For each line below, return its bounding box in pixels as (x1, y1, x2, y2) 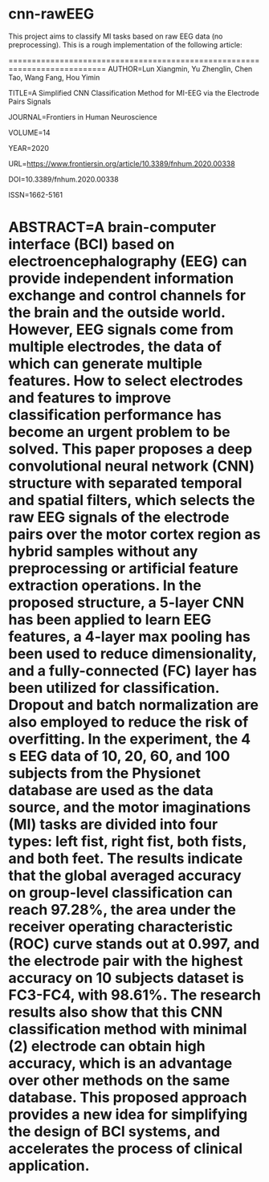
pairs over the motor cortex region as (8, 525, 261, 544)
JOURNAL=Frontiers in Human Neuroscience (8, 112, 158, 121)
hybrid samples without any (8, 543, 198, 560)
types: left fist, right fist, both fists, (8, 833, 247, 851)
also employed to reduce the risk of (8, 713, 249, 732)
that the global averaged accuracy (8, 866, 243, 885)
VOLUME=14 (8, 128, 51, 137)
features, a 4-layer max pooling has (8, 628, 251, 646)
